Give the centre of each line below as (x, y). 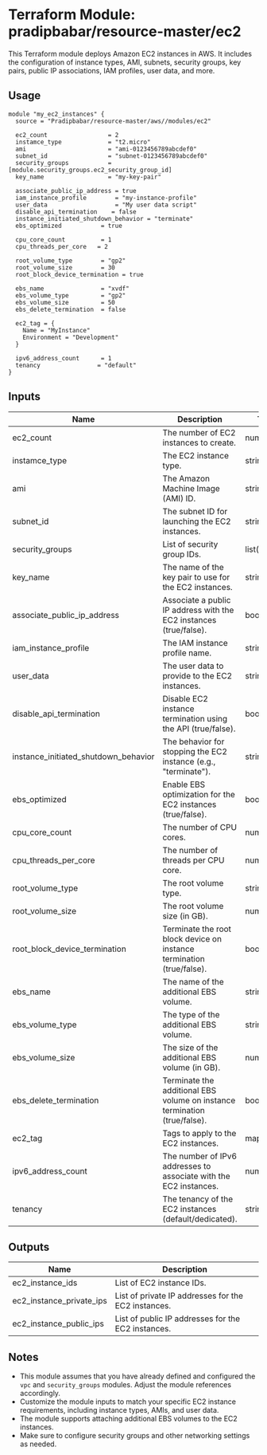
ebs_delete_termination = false (71, 309)
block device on (192, 938)
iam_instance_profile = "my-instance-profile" (106, 198)
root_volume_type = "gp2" (71, 261)
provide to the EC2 (197, 675)
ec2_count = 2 (67, 135)
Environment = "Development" (71, 337)
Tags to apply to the (199, 1133)
